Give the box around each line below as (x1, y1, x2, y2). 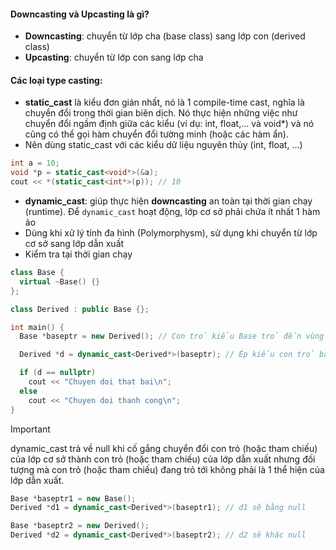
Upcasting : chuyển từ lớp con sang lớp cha (24, 51, 204, 64)
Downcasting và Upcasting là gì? (10, 8, 150, 20)
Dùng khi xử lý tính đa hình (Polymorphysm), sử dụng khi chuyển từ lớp (24, 227, 318, 239)
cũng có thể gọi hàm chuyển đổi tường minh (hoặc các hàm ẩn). (24, 128, 289, 140)
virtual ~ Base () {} (19, 276, 101, 287)
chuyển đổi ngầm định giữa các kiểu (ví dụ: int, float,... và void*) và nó (24, 118, 315, 130)
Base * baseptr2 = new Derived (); (10, 521, 150, 531)
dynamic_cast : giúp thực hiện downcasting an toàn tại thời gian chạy (24, 195, 313, 207)
